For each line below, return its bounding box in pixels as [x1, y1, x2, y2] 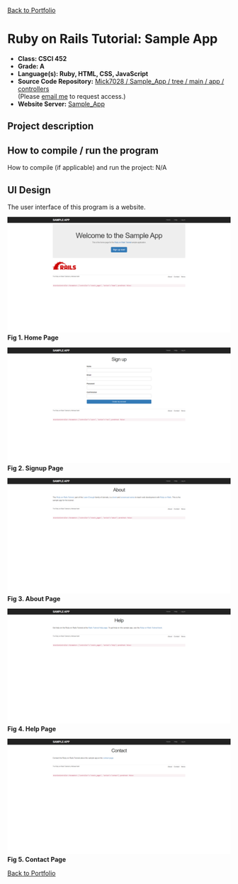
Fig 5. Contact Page [7, 856, 66, 864]
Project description [7, 120, 94, 132]
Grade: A [17, 62, 45, 70]
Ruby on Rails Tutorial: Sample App [7, 31, 218, 47]
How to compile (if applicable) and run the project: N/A [7, 163, 167, 172]
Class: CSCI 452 [17, 54, 67, 63]
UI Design [7, 184, 51, 196]
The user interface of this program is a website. [7, 203, 147, 211]
